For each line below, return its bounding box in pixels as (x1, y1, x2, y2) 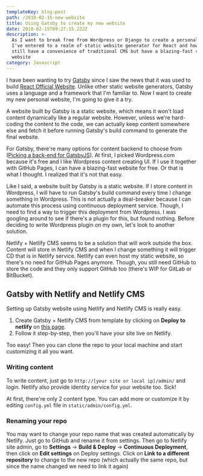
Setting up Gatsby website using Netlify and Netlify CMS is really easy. (6, 305, 182, 312)
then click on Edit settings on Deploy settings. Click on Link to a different (6, 449, 190, 457)
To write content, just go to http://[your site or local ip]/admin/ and (6, 377, 185, 384)
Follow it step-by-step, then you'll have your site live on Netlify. (14, 330, 172, 337)
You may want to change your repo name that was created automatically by (6, 430, 195, 437)
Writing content (6, 363, 53, 372)
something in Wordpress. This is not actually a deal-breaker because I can (6, 195, 192, 203)
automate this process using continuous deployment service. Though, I (6, 201, 184, 209)
